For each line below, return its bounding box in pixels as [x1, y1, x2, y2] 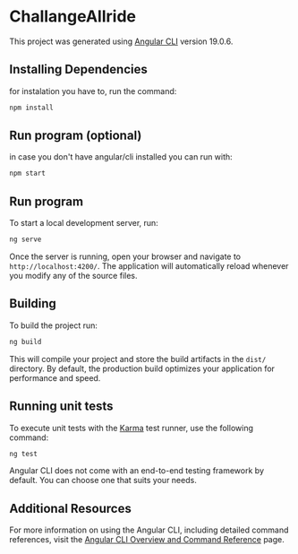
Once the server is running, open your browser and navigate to [9, 251, 242, 262]
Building [9, 296, 56, 311]
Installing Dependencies [9, 62, 148, 77]
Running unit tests [9, 399, 114, 414]
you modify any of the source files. [9, 271, 138, 281]
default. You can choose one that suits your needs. [9, 475, 197, 486]
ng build [9, 337, 42, 346]
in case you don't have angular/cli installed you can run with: [9, 151, 233, 162]
